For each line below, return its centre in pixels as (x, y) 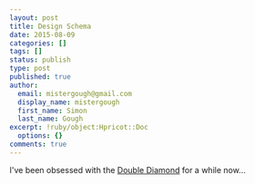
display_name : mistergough (69, 102)
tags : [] (26, 52)
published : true (40, 77)
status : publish (40, 60)
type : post (30, 69)
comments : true (38, 144)
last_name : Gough (51, 119)
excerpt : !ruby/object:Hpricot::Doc (79, 128)
